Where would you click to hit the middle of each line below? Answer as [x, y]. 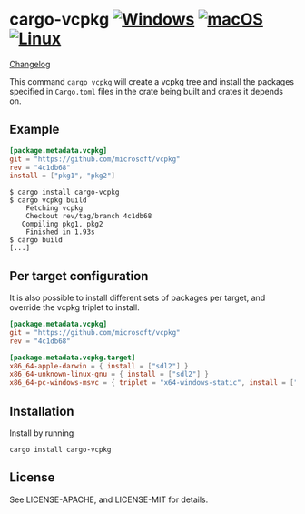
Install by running [42, 433]
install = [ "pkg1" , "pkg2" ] [63, 176]
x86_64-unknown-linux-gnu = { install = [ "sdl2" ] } [109, 374]
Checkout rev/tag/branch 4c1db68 [89, 217]
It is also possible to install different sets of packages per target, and [138, 298]
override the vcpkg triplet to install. [75, 307]
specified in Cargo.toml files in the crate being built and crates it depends [147, 91]
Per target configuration [79, 276]
